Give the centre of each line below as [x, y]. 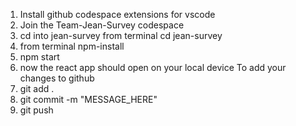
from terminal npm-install [72, 46]
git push [36, 110]
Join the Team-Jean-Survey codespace [102, 25]
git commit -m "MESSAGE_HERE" [88, 99]
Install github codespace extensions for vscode [117, 14]
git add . [37, 88]
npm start [39, 57]
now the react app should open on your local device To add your [153, 67]
